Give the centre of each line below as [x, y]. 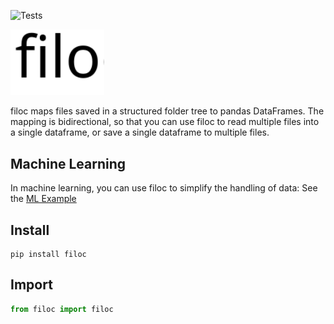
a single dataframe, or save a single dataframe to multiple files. [140, 132]
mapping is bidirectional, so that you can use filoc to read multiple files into [165, 122]
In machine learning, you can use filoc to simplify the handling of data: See [164, 188]
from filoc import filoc [62, 309]
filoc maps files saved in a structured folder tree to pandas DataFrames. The [167, 111]
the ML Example [43, 199]
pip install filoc [48, 255]
